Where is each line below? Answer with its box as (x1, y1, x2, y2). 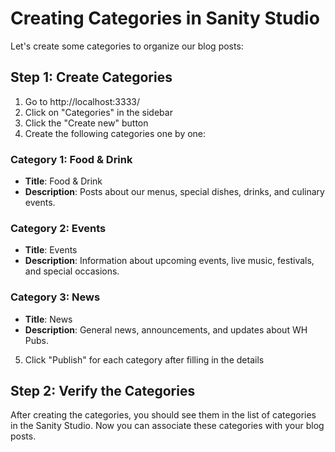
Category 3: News (10, 290, 101, 304)
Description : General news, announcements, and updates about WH (24, 323, 308, 336)
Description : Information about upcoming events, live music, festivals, (24, 255, 315, 267)
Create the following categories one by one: (24, 127, 207, 139)
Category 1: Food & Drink (10, 152, 133, 166)
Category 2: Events (10, 221, 107, 235)
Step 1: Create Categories (10, 69, 173, 86)
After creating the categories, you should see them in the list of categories (10, 409, 317, 421)
